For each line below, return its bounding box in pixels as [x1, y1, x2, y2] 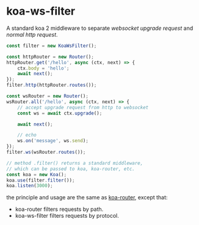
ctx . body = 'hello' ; [17, 65, 70, 71]
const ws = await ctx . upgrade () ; [17, 110, 103, 116]
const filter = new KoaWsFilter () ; [6, 43, 97, 49]
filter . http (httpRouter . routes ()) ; [6, 82, 97, 88]
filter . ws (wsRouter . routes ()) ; [6, 149, 86, 155]
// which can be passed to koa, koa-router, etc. [6, 166, 136, 172]
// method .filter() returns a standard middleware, [6, 160, 143, 166]
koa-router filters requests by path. [15, 205, 104, 213]
